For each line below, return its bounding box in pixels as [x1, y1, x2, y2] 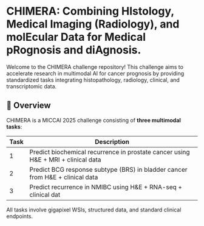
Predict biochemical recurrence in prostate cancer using [29, 147, 190, 156]
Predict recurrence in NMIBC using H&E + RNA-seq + [29, 183, 182, 191]
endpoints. [6, 212, 33, 220]
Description [95, 137, 129, 146]
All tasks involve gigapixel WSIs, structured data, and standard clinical [6, 206, 182, 213]
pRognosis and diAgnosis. [6, 43, 141, 57]
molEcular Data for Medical [6, 30, 146, 44]
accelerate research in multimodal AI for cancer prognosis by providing [6, 69, 185, 77]
